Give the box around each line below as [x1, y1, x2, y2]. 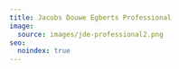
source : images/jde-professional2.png [17, 30, 165, 39]
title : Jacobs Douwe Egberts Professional [9, 13, 172, 22]
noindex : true [17, 47, 71, 56]
